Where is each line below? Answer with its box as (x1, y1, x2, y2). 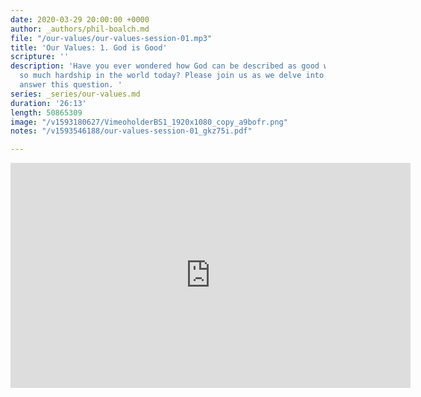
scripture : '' (10, 52, 70, 62)
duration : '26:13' (10, 98, 87, 108)
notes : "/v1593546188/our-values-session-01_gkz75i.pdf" (10, 126, 253, 136)
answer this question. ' (19, 80, 123, 90)
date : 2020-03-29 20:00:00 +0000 (10, 14, 150, 25)
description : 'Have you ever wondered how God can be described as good (10, 61, 320, 71)
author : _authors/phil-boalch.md (10, 24, 150, 34)
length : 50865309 (10, 107, 83, 118)
